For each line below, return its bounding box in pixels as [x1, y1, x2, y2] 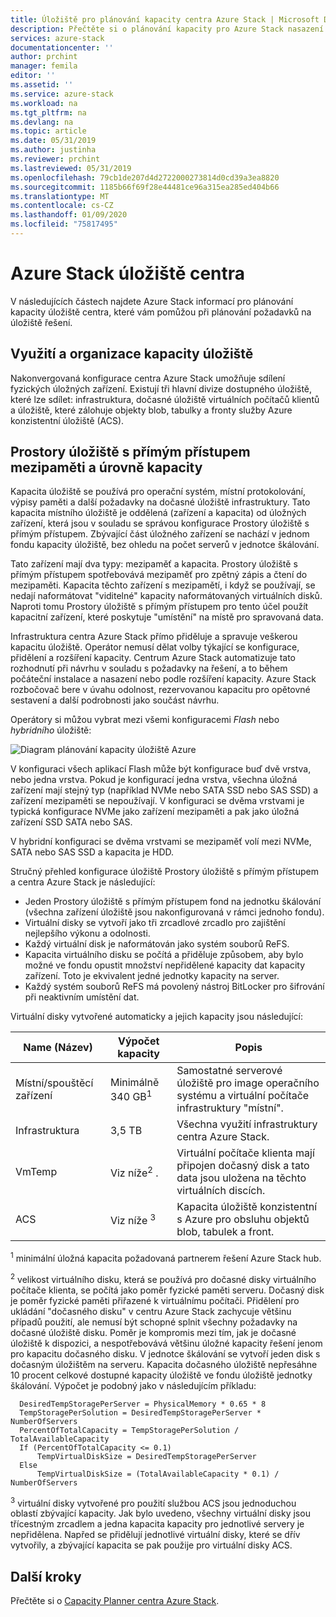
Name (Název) [23, 1041, 93, 1055]
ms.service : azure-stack [10, 89, 114, 99]
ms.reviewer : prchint [10, 154, 101, 164]
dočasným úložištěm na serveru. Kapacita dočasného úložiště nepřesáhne [10, 1358, 318, 1370]
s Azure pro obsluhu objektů [176, 1212, 310, 1226]
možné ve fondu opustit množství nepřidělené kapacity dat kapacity [24, 959, 306, 971]
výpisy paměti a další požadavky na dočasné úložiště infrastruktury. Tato [10, 496, 311, 508]
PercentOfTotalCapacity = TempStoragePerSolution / [19, 1425, 240, 1435]
